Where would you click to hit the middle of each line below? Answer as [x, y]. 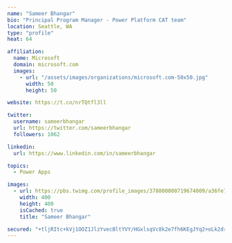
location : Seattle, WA [40, 26]
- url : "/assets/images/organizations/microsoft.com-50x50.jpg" [114, 77]
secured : [20, 229]
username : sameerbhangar [49, 121]
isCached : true [41, 210]
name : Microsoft [37, 58]
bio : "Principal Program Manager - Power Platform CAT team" [97, 20]
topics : [18, 166]
